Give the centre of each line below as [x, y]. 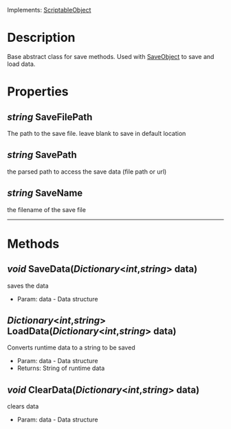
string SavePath [42, 155]
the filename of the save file [46, 209]
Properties [38, 92]
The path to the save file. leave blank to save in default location [97, 133]
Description [41, 38]
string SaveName [45, 193]
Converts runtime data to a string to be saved [71, 348]
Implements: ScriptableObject [49, 10]
